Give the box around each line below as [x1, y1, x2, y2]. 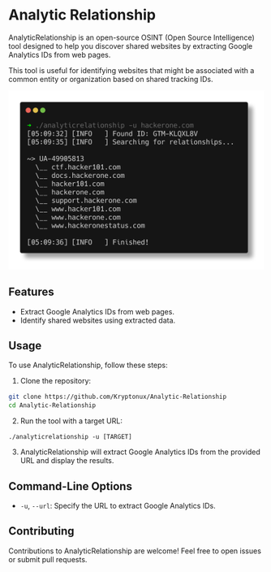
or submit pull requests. [8, 554, 88, 564]
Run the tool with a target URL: [19, 416, 123, 426]
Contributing [8, 524, 75, 538]
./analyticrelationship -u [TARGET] [8, 433, 132, 441]
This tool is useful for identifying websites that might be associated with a [8, 65, 255, 75]
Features [8, 285, 54, 299]
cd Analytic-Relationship [8, 401, 96, 409]
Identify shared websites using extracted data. [19, 315, 176, 325]
